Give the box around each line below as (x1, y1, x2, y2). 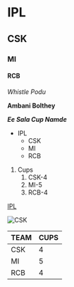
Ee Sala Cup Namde (7, 115, 67, 123)
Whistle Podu (7, 87, 46, 96)
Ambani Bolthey (7, 101, 56, 110)
